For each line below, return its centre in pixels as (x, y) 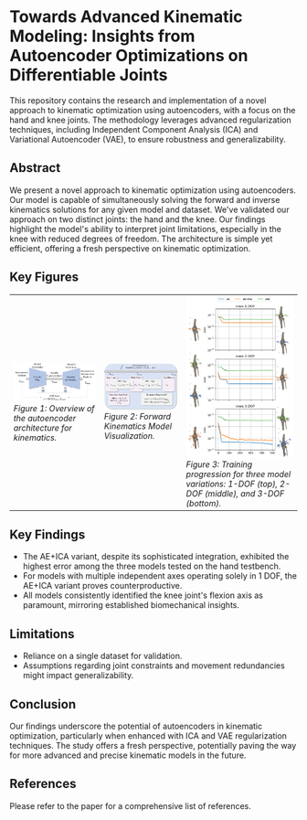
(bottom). (204, 504)
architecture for (43, 428)
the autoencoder (45, 418)
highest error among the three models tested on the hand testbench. (152, 566)
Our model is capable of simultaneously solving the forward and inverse (145, 199)
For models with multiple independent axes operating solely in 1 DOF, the (160, 576)
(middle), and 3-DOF (244, 494)
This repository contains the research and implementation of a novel (138, 100)
